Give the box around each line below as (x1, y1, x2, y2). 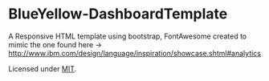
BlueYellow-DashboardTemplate (8, 5, 228, 23)
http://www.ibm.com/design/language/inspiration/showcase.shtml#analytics (8, 48, 262, 58)
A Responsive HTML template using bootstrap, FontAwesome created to (8, 31, 247, 41)
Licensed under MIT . (8, 63, 77, 73)
